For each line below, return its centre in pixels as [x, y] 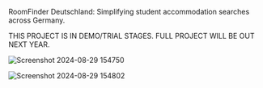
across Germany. [37, 20]
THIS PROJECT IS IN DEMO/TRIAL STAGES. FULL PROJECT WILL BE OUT [131, 36]
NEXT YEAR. [29, 44]
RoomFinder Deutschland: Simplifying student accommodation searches [129, 12]
